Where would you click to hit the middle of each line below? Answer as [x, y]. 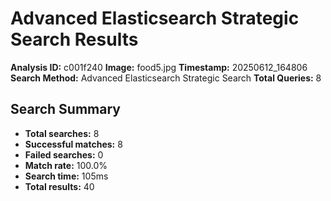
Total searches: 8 [62, 133]
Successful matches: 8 [73, 144]
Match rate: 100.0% [66, 165]
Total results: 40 [59, 186]
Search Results [74, 39]
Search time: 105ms [66, 176]
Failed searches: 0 [64, 154]
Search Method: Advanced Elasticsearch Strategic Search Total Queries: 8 [166, 78]
